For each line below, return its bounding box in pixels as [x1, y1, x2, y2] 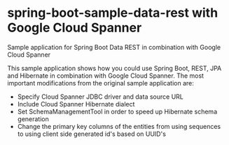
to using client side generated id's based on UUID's [17, 130, 167, 138]
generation [17, 114, 49, 123]
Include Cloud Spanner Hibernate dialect [17, 99, 135, 108]
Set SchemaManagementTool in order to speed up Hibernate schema [17, 107, 218, 116]
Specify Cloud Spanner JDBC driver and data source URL [17, 92, 183, 101]
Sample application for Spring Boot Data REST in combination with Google [7, 43, 221, 51]
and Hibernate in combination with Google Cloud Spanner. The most [7, 71, 204, 80]
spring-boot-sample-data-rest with [7, 5, 218, 21]
